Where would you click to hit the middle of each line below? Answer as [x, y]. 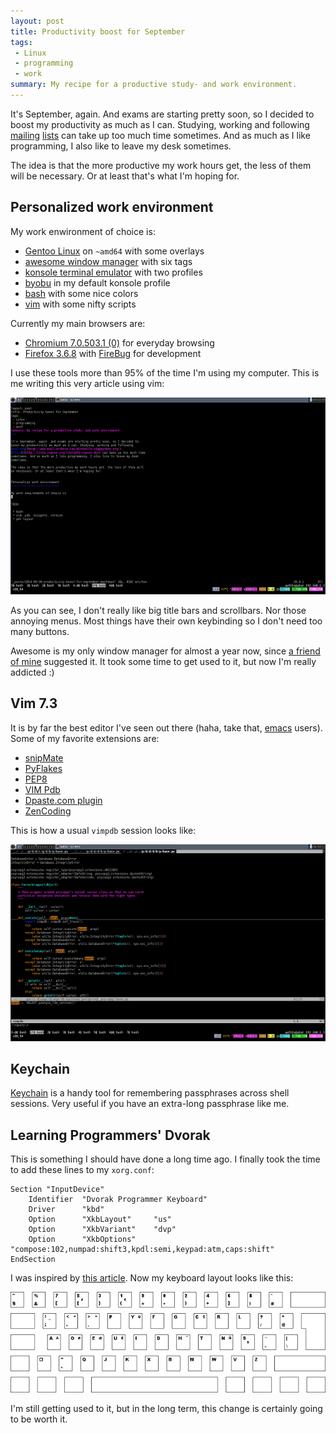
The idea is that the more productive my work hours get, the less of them [161, 165]
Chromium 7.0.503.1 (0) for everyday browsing [119, 342]
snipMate [44, 757]
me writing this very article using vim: [87, 383]
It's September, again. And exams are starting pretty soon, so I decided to [162, 114]
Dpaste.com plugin [63, 800]
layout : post [37, 21]
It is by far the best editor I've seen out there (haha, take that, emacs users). [166, 727]
